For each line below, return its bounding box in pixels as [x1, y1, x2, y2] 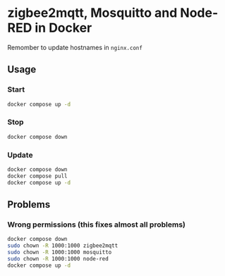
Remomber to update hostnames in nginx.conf [7, 43, 143, 51]
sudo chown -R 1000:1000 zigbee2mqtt [7, 242, 118, 249]
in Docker [35, 20, 92, 36]
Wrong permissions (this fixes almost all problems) [7, 220, 186, 230]
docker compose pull [7, 172, 68, 180]
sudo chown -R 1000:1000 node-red [7, 255, 109, 262]
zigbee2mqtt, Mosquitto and [7, 5, 178, 21]
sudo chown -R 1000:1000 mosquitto [7, 249, 112, 256]
